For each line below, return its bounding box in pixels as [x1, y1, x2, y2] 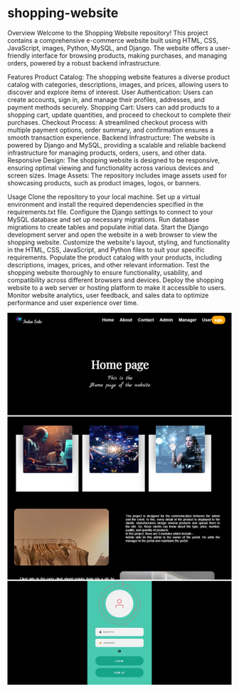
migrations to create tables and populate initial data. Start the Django [7, 222, 209, 231]
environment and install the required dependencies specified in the [7, 200, 204, 208]
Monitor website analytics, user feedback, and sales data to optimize [7, 291, 209, 299]
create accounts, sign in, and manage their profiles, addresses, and [7, 95, 205, 104]
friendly [7, 51, 31, 60]
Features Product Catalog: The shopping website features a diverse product [7, 73, 230, 81]
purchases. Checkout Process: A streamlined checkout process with [7, 118, 208, 126]
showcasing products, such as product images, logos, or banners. [7, 178, 201, 187]
